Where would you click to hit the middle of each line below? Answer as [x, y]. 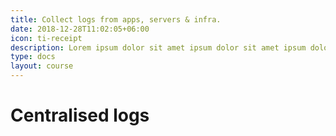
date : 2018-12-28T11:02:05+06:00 [80, 29]
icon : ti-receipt [46, 38]
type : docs [33, 57]
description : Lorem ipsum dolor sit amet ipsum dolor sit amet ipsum [158, 47]
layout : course [42, 66]
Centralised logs [80, 115]
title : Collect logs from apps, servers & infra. [116, 19]
